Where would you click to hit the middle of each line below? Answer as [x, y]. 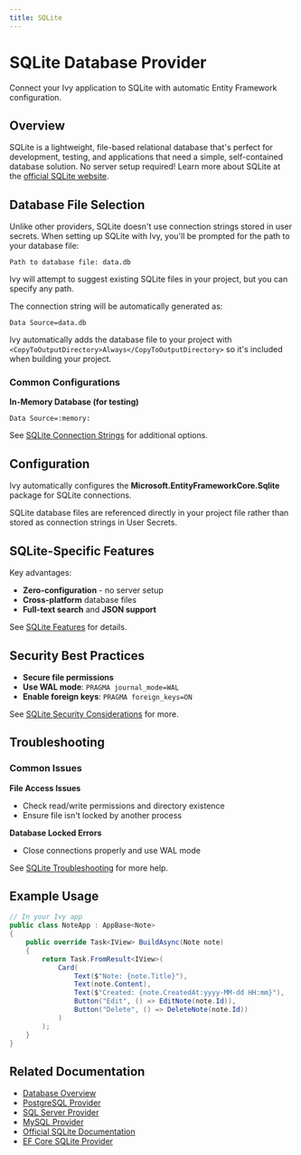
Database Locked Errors [56, 833]
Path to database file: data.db [70, 262]
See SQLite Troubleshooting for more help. [89, 868]
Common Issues [46, 768]
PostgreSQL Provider [61, 1103]
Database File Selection [77, 205]
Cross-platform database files [80, 600]
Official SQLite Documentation [79, 1131]
